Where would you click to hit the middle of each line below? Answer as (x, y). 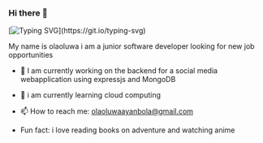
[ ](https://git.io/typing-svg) (77, 31)
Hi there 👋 (28, 13)
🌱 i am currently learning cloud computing (90, 95)
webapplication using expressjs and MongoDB (98, 80)
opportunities (31, 55)
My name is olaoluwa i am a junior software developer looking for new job (131, 46)
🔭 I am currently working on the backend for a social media (119, 71)
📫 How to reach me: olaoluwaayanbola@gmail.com (106, 111)
